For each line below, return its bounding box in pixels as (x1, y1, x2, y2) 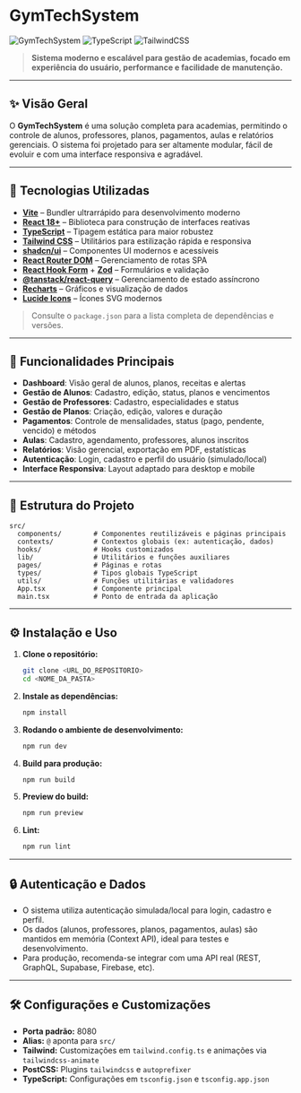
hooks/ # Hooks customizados (17, 545, 175, 554)
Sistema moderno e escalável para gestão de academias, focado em (30, 52, 291, 63)
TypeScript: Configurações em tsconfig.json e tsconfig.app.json (21, 1073, 270, 1084)
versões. (30, 319, 64, 330)
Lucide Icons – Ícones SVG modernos (21, 292, 163, 303)
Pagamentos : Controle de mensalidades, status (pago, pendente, (21, 416, 264, 427)
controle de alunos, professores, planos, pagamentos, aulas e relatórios (9, 129, 274, 140)
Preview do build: (21, 791, 90, 802)
